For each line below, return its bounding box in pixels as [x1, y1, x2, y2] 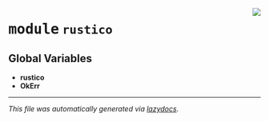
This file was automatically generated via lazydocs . [8, 104, 179, 113]
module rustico [8, 21, 114, 38]
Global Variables [8, 52, 92, 65]
